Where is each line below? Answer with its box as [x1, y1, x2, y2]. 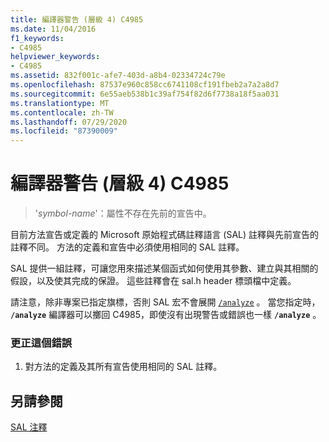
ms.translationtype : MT [10, 98, 110, 108]
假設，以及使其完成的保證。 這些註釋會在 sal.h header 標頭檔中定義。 [10, 275, 297, 287]
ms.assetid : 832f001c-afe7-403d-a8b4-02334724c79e [10, 71, 226, 81]
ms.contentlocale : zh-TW [10, 107, 114, 118]
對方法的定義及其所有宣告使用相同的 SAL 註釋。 [24, 361, 223, 373]
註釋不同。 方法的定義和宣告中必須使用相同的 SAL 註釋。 [10, 241, 245, 253]
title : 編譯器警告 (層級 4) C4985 [10, 14, 144, 25]
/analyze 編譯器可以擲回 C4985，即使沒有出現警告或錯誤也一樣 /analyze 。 [10, 309, 322, 321]
